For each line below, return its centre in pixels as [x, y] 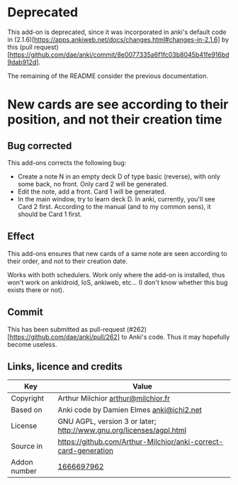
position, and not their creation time [115, 119]
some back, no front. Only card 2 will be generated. [93, 184]
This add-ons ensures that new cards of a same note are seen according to [117, 253]
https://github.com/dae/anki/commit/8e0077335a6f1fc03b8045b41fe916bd [119, 55]
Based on [27, 410]
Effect [21, 236]
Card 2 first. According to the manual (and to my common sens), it [114, 206]
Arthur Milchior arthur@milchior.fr [114, 398]
